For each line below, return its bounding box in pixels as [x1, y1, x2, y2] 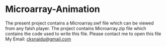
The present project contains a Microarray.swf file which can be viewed [5, 20, 154, 26]
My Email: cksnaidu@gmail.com [5, 36, 71, 42]
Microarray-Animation [5, 3, 101, 15]
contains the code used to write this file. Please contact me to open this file [5, 30, 161, 36]
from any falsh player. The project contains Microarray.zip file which [5, 25, 147, 31]
